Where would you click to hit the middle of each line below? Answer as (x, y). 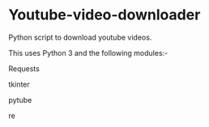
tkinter (19, 84)
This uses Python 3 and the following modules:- (88, 53)
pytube (20, 99)
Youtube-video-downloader (104, 15)
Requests (24, 68)
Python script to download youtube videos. (80, 37)
